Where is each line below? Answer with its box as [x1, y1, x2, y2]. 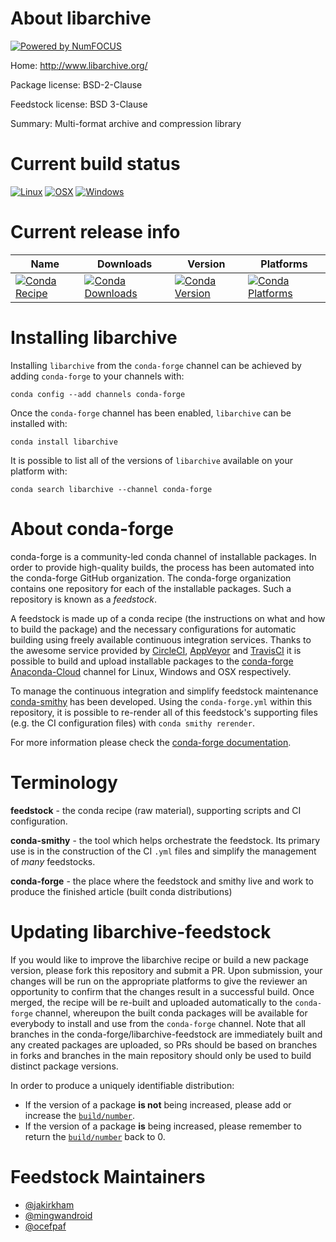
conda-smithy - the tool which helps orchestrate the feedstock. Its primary [10, 834, 321, 846]
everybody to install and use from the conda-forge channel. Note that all [10, 1017, 306, 1029]
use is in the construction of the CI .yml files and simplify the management [10, 845, 317, 857]
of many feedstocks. [10, 855, 96, 867]
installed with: [10, 417, 68, 429]
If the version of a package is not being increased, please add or [24, 1098, 292, 1111]
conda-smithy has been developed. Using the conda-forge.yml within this [10, 695, 313, 707]
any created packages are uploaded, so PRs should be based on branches [10, 1038, 318, 1051]
